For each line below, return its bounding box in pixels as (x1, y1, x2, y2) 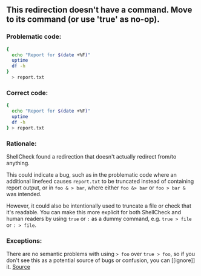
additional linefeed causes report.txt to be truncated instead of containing (6, 177, 194, 185)
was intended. (6, 190, 42, 197)
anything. (6, 159, 30, 166)
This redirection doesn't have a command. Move (6, 5, 193, 15)
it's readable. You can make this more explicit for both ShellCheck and (6, 208, 182, 215)
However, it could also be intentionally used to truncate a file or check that (6, 202, 192, 209)
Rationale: (6, 139, 37, 148)
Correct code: (6, 88, 48, 97)
